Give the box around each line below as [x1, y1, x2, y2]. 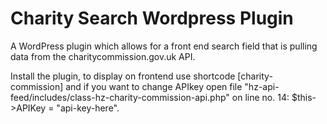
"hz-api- [244, 80, 280, 92]
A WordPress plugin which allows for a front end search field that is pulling [10, 40, 318, 52]
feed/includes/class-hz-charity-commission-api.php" [10, 91, 230, 103]
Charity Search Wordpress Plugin [10, 7, 294, 30]
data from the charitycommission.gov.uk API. [10, 50, 196, 62]
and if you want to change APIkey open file [65, 80, 243, 92]
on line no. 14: [231, 91, 290, 103]
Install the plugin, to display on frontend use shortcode [10, 70, 236, 82]
